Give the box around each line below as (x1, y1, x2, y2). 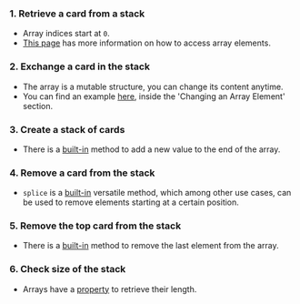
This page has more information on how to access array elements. (22, 37, 271, 48)
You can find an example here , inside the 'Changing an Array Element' (22, 90, 285, 102)
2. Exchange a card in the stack (9, 60, 150, 73)
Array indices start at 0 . (22, 28, 111, 39)
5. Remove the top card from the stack (9, 219, 182, 232)
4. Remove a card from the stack (9, 167, 155, 179)
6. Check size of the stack (9, 263, 126, 276)
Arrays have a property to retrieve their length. (22, 283, 197, 294)
